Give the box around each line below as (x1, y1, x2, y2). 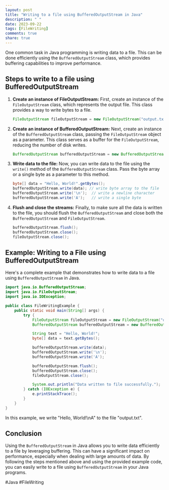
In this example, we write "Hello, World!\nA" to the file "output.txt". (5, 415, 143, 421)
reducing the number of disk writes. (12, 142, 87, 148)
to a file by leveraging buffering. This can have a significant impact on (5, 448, 150, 454)
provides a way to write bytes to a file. (12, 107, 92, 113)
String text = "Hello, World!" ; (32, 331, 100, 336)
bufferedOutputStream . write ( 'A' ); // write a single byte (12, 195, 141, 201)
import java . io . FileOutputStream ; (5, 289, 78, 295)
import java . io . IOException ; (5, 294, 66, 300)
